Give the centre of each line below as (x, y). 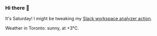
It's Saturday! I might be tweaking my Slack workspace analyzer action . (79, 19)
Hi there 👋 (17, 8)
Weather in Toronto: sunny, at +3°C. (42, 28)
